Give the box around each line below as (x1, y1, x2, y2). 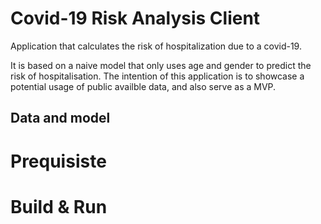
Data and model (10, 110, 111, 127)
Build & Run (10, 195, 108, 218)
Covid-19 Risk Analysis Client (10, 7, 261, 30)
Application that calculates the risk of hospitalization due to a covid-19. (10, 40, 302, 52)
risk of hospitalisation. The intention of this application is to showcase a (10, 70, 305, 82)
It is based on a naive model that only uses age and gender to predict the (10, 59, 312, 71)
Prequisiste (10, 150, 107, 172)
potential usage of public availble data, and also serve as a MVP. (10, 80, 277, 92)
